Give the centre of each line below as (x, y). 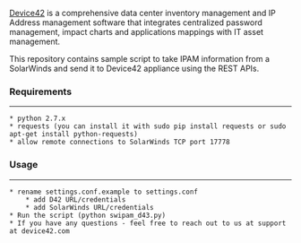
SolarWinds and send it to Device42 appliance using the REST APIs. (134, 68)
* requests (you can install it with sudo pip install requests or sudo (148, 126)
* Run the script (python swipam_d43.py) (88, 215)
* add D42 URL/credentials (76, 200)
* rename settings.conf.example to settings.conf (104, 192)
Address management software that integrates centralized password (136, 22)
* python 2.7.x (38, 119)
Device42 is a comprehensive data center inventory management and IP (142, 13)
